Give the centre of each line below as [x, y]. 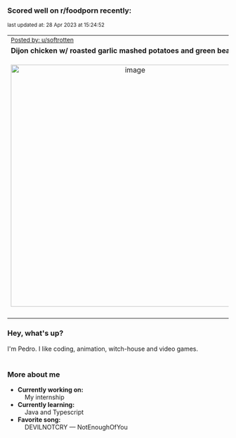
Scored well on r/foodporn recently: [70, 11]
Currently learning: [46, 404]
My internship [44, 397]
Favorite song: [39, 419]
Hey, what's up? [35, 333]
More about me [34, 374]
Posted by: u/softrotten [42, 40]
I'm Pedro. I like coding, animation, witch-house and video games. [103, 349]
